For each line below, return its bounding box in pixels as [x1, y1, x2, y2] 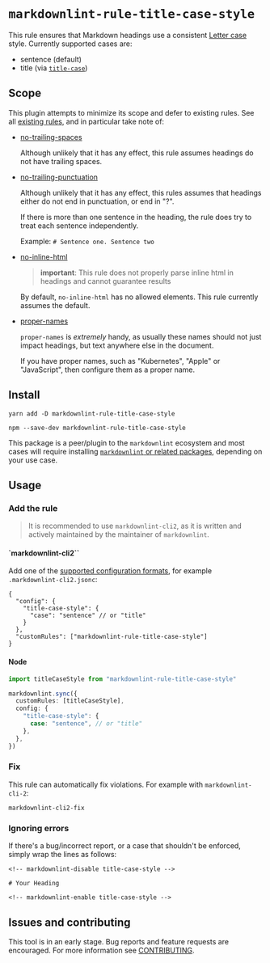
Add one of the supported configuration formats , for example [8, 566, 213, 576]
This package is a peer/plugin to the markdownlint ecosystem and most [8, 437, 245, 447]
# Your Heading [8, 880, 60, 888]
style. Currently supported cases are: [8, 39, 133, 49]
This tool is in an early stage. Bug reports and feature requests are [8, 936, 229, 946]
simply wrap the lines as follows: [8, 850, 117, 860]
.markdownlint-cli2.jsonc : [8, 575, 98, 585]
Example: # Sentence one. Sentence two [19, 236, 155, 246]
